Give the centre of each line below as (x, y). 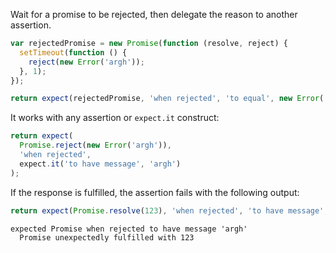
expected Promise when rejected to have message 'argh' (129, 229)
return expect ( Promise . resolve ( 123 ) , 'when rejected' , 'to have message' (167, 210)
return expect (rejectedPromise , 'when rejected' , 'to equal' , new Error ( (167, 99)
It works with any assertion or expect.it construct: (115, 118)
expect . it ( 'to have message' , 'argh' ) (100, 164)
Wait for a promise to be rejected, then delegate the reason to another (154, 14)
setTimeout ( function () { (73, 52)
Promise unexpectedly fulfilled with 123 (107, 237)
